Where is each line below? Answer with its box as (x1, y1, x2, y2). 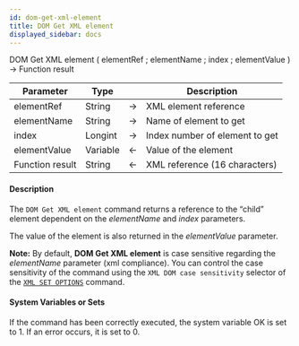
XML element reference (146, 100, 245, 113)
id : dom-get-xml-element (9, 13, 102, 22)
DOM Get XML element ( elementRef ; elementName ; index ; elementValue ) (9, 55, 291, 65)
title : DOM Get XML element (9, 22, 115, 30)
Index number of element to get (146, 129, 279, 142)
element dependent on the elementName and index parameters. (9, 212, 246, 224)
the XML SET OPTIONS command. (9, 276, 125, 287)
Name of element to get (146, 115, 245, 127)
